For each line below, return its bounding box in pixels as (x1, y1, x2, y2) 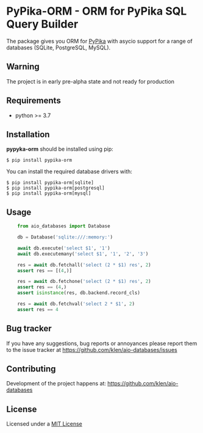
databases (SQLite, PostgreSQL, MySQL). (6, 44, 111, 51)
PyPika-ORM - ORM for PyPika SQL (6, 4, 187, 18)
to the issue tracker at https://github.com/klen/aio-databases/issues (6, 346, 178, 353)
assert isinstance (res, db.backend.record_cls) (17, 290, 140, 296)
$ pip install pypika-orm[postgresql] (6, 185, 105, 191)
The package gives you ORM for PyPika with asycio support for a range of (6, 37, 193, 45)
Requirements (6, 96, 61, 106)
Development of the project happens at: (6, 380, 107, 387)
